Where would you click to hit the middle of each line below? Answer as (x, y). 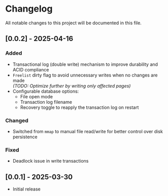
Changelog (29, 9)
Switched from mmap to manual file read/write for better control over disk (88, 131)
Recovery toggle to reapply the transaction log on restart (79, 107)
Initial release (26, 189)
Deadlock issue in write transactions (51, 161)
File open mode (37, 96)
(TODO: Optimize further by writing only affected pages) (72, 86)
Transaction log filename (46, 102)
